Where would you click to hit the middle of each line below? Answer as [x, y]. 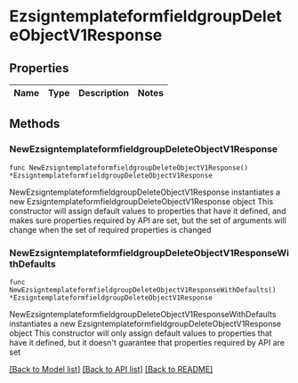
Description [104, 93]
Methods [35, 124]
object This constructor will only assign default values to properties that [141, 333]
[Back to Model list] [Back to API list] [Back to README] [111, 369]
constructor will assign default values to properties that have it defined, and [148, 211]
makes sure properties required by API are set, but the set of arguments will [148, 220]
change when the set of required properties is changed [110, 229]
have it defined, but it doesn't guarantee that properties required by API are [147, 342]
